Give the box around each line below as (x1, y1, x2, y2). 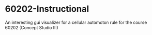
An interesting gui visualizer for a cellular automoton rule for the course (5, 19, 147, 25)
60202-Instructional (5, 3, 90, 15)
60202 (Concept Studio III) (5, 24, 59, 30)
